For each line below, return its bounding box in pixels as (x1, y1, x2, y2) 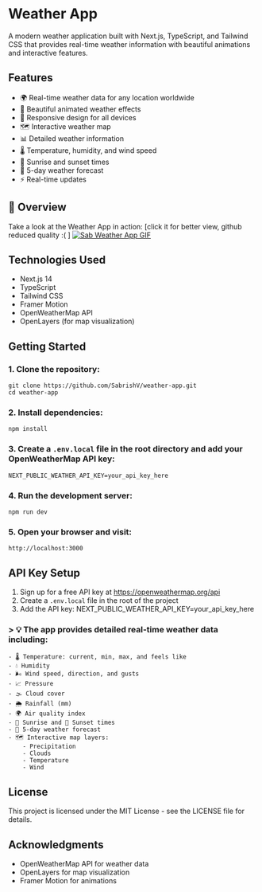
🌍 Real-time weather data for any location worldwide (19, 92, 195, 102)
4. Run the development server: (8, 490, 133, 501)
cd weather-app (8, 389, 59, 397)
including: (8, 634, 48, 645)
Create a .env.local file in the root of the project (19, 596, 179, 605)
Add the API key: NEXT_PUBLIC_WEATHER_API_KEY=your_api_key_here (19, 604, 255, 614)
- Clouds (22, 749, 52, 757)
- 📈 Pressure (8, 680, 54, 688)
